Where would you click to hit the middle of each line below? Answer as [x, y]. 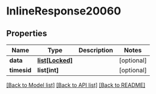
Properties [27, 33]
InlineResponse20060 [64, 11]
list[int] [48, 70]
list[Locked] [55, 60]
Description [96, 50]
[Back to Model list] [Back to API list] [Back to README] [76, 85]
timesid [20, 70]
